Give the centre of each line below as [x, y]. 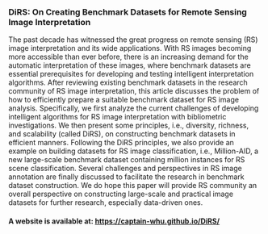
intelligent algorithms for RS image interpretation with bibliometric [117, 117]
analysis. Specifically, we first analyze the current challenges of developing [134, 108]
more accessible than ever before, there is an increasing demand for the [128, 57]
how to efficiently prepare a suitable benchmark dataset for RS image [124, 100]
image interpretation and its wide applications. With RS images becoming [130, 48]
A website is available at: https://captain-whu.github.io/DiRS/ [114, 221]
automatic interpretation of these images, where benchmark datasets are [130, 65]
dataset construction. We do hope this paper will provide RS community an [133, 186]
